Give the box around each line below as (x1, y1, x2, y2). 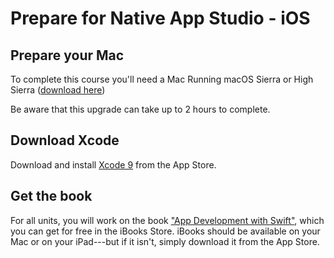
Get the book (10, 188, 93, 205)
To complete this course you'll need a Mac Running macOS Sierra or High (10, 73, 314, 85)
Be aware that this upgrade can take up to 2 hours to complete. (10, 103, 271, 115)
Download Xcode (10, 132, 120, 149)
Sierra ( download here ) (10, 84, 106, 96)
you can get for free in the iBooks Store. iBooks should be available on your (10, 225, 321, 237)
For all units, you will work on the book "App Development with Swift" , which (10, 214, 325, 226)
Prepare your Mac (10, 47, 125, 64)
